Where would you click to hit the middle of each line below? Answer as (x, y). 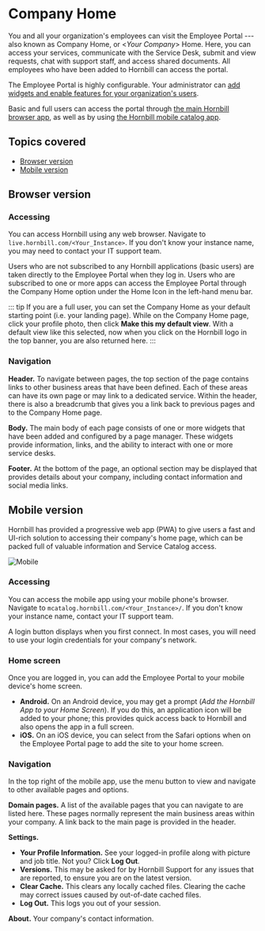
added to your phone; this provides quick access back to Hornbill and (133, 718)
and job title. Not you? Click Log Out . (79, 861)
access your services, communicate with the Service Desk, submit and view (132, 52)
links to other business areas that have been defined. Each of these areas (128, 387)
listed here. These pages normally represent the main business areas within (131, 814)
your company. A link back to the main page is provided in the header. (122, 822)
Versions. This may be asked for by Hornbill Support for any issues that (137, 870)
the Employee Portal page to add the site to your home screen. (121, 744)
